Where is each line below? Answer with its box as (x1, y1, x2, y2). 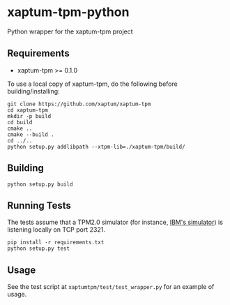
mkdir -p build (7, 112, 52, 119)
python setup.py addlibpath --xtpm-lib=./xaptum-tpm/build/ (7, 143, 186, 150)
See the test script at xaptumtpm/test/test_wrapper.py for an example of (7, 283, 215, 291)
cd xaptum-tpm (7, 106, 49, 114)
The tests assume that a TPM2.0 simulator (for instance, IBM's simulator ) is (7, 218, 223, 227)
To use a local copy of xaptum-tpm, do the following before (7, 80, 178, 88)
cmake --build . (7, 131, 54, 138)
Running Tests (7, 200, 71, 211)
